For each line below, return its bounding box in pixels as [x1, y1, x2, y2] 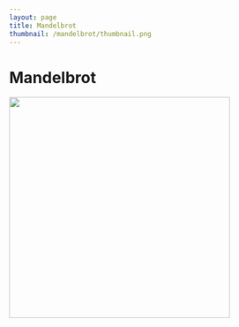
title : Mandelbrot [9, 21, 77, 30]
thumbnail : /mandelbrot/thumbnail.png [9, 29, 152, 38]
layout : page [9, 12, 57, 22]
